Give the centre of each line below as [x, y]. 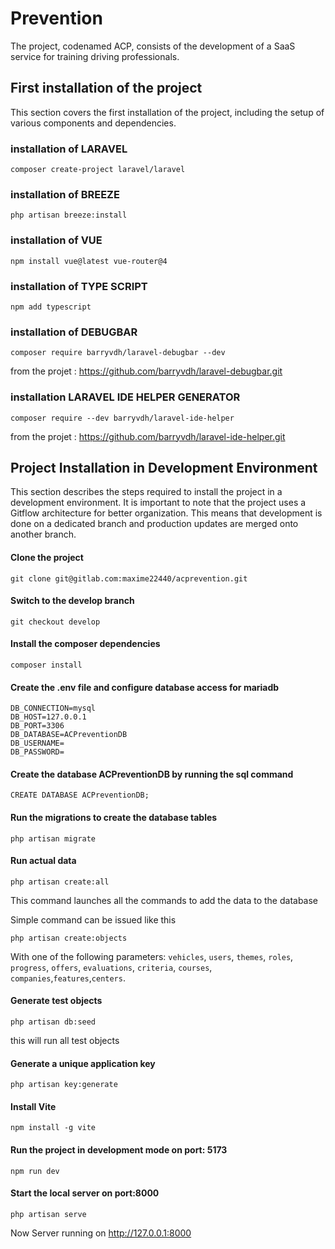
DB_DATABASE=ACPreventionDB [69, 735]
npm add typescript [51, 307]
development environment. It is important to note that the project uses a [158, 503]
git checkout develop [55, 622]
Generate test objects [56, 1001]
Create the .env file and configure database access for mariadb [145, 687]
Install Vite [33, 1106]
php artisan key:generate [64, 1085]
